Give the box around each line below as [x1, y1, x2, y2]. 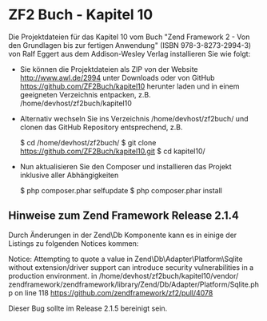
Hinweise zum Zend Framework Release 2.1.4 [8, 209, 240, 223]
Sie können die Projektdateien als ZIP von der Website [19, 64, 198, 73]
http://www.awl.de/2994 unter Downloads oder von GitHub [19, 73, 215, 82]
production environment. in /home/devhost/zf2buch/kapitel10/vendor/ [8, 271, 239, 280]
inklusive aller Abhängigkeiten [19, 170, 119, 180]
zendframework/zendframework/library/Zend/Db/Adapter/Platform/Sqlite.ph [8, 279, 260, 289]
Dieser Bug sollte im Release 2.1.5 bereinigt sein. [8, 303, 168, 313]
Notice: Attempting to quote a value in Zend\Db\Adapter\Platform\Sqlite [8, 254, 243, 264]
